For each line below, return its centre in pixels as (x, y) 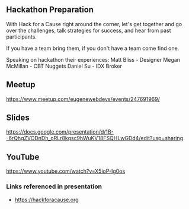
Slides (18, 118)
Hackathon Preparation (50, 10)
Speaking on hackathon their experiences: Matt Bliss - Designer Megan (93, 59)
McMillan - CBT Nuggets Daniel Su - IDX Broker (64, 66)
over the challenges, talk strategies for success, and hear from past (89, 30)
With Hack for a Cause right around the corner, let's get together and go (94, 24)
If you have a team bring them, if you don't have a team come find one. (93, 48)
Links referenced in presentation (54, 186)
